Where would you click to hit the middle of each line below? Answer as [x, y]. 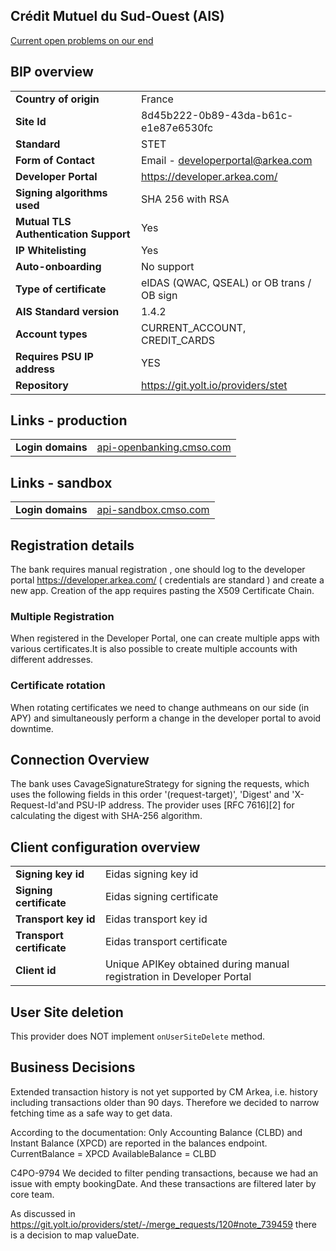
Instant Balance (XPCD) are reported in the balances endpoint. [139, 1143]
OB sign [159, 295]
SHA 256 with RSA [185, 199]
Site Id [31, 121]
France [157, 99]
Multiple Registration [62, 616]
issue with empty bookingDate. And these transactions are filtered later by [163, 1183]
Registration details [72, 545]
